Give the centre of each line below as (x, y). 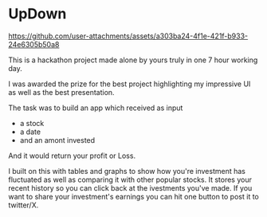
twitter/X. (24, 205)
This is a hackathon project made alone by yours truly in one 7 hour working (133, 60)
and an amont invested (57, 140)
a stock (32, 123)
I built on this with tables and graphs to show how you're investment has (127, 171)
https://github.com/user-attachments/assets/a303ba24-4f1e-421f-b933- (128, 36)
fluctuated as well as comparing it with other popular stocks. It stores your (130, 180)
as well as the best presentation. (61, 92)
